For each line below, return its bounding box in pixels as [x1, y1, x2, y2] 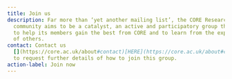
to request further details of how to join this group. [13, 55, 177, 62]
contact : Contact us [7, 42, 67, 49]
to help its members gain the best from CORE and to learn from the [13, 29, 215, 36]
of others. [13, 36, 45, 43]
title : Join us [7, 10, 51, 17]
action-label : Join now [7, 61, 76, 68]
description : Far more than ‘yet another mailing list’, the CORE [7, 16, 202, 23]
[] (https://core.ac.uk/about [13, 49, 97, 56]
